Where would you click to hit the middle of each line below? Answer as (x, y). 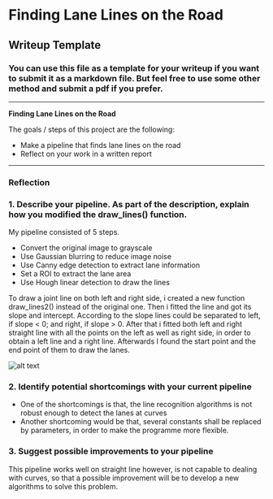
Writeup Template (55, 45)
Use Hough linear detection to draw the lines (95, 283)
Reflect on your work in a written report (86, 154)
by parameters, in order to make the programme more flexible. (124, 430)
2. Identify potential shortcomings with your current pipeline (130, 387)
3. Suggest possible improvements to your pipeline (111, 451)
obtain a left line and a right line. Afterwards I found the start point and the (132, 341)
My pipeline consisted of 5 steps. (64, 232)
